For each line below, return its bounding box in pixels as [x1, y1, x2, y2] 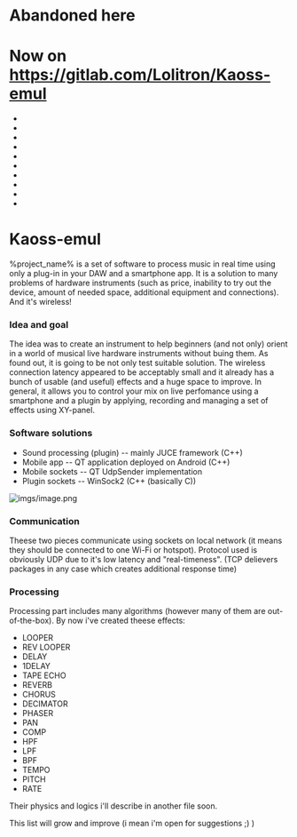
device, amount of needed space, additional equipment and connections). [9, 287, 279, 298]
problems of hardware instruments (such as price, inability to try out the [9, 277, 272, 289]
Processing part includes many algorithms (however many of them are [9, 606, 266, 617]
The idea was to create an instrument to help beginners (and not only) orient [9, 339, 288, 349]
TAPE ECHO [21, 670, 66, 681]
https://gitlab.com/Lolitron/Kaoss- [9, 65, 271, 85]
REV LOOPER [21, 642, 71, 653]
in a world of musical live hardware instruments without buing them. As [9, 348, 269, 359]
